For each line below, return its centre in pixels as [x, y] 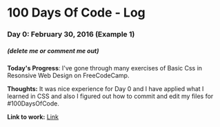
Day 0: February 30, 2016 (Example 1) [71, 35]
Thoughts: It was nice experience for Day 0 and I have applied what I [106, 89]
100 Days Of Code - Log [77, 13]
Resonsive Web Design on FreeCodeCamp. [68, 76]
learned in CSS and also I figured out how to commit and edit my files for [110, 96]
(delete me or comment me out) [53, 50]
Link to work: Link [33, 117]
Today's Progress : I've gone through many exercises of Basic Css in [104, 68]
